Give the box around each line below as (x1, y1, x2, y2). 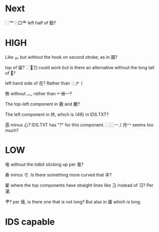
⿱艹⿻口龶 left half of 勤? (5, 20, 56, 26)
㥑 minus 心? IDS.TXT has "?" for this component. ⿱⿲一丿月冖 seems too (5, 122, 154, 128)
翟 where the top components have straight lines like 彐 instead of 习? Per (5, 182, 154, 188)
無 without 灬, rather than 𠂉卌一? (5, 90, 72, 96)
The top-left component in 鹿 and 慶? (5, 101, 80, 107)
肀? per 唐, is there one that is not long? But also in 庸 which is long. (5, 199, 141, 205)
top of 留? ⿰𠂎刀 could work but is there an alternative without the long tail (5, 64, 155, 70)
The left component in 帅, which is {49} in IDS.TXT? (5, 111, 109, 117)
